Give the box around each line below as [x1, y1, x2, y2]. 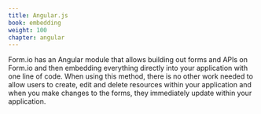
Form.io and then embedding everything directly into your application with [8, 64, 248, 73]
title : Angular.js [8, 11, 68, 20]
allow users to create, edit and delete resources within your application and [8, 80, 252, 90]
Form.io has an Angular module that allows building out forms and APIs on [8, 55, 248, 64]
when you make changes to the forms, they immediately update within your [8, 88, 252, 98]
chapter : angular [8, 33, 65, 42]
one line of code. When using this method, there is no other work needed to [8, 72, 254, 81]
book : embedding [8, 19, 61, 27]
